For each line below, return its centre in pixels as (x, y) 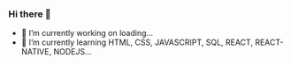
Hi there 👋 (30, 14)
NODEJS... (73, 52)
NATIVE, (36, 52)
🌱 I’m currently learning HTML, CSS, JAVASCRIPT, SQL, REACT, (137, 42)
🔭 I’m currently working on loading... (87, 33)
